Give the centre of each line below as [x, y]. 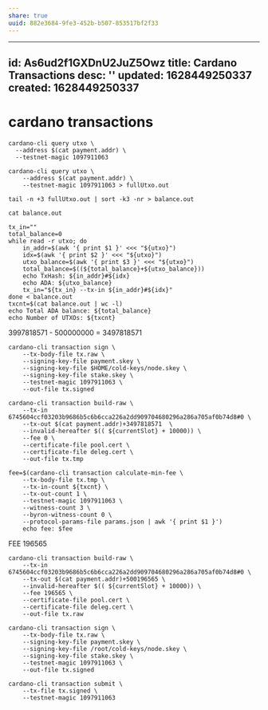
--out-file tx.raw [53, 614]
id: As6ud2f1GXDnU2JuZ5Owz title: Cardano [123, 63]
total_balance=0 [35, 234]
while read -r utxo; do [48, 241]
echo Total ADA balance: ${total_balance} [80, 311]
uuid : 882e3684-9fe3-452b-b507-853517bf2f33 [83, 23]
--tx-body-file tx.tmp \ [64, 479]
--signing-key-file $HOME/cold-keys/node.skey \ [105, 368]
